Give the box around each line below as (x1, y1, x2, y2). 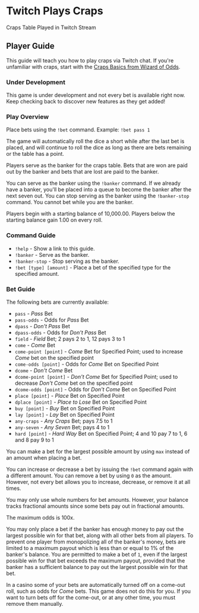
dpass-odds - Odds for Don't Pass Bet (14, 329, 106, 336)
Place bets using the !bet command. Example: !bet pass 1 (6, 126, 150, 133)
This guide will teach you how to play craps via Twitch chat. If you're (6, 56, 174, 64)
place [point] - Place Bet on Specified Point (14, 392, 125, 399)
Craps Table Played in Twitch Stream (6, 24, 96, 31)
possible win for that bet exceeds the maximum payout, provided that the (6, 557, 185, 564)
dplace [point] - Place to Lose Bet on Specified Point (14, 398, 147, 405)
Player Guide (6, 41, 55, 51)
